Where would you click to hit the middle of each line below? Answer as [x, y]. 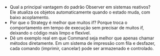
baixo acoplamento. [30, 17]
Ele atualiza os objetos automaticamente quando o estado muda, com [80, 12]
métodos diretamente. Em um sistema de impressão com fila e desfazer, [82, 43]
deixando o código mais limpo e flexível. [50, 33]
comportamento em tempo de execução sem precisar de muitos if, [77, 28]
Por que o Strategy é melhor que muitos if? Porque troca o [69, 22]
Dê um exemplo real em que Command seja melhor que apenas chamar [82, 38]
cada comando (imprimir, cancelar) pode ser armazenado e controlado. [82, 48]
